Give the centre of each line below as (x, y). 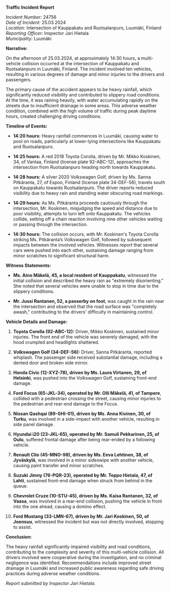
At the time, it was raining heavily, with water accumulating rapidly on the (82, 100)
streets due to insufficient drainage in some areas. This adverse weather (81, 105)
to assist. (23, 527)
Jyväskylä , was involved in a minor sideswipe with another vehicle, (83, 460)
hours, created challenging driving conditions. (54, 116)
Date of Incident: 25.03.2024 (36, 22)
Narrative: (17, 48)
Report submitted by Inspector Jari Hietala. (51, 583)
